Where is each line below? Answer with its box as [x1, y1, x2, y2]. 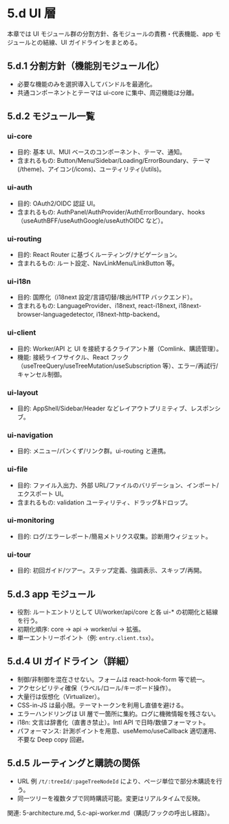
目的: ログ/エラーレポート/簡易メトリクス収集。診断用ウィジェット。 [17, 532, 212, 540]
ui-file [7, 465, 28, 474]
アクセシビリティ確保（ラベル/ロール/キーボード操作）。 [17, 684, 175, 692]
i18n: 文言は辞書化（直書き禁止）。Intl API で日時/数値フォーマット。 [17, 718, 210, 726]
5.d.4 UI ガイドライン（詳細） [7, 656, 135, 667]
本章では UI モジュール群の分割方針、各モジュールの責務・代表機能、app [7, 30, 214, 38]
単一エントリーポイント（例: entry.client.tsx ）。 [17, 633, 158, 642]
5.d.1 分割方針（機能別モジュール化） [7, 60, 165, 72]
